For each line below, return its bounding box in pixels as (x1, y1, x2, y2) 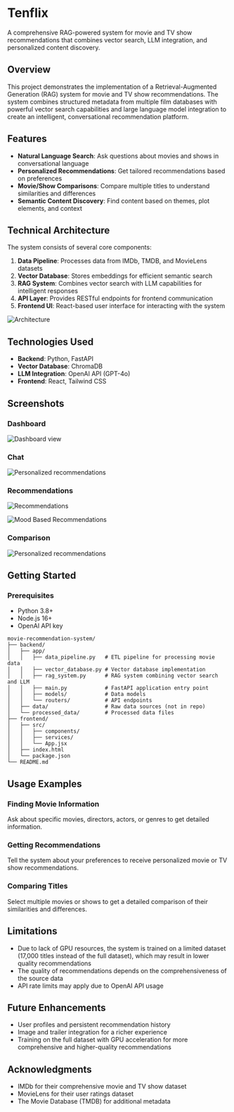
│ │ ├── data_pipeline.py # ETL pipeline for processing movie (7, 654, 216, 661)
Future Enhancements (7, 1001, 107, 1013)
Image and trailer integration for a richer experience (17, 1028, 167, 1037)
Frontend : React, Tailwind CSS (17, 377, 107, 386)
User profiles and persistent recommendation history (17, 1020, 171, 1029)
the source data (17, 974, 63, 982)
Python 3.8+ (17, 606, 54, 615)
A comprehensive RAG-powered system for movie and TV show (7, 28, 193, 37)
